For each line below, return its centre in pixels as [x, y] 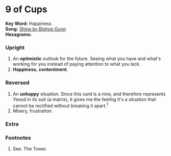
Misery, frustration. [33, 111]
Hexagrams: [19, 34]
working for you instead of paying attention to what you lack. [77, 64]
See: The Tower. [30, 149]
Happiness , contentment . [40, 69]
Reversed [17, 83]
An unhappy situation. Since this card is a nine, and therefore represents [89, 94]
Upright [15, 47]
